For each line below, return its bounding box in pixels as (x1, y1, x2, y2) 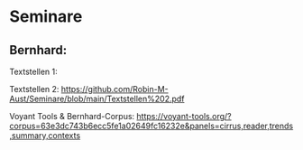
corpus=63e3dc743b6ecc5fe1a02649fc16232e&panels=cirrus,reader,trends (9, 120, 294, 131)
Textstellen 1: (9, 66, 59, 77)
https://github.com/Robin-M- (60, 84, 169, 94)
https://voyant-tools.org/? (136, 111, 232, 121)
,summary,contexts (9, 130, 81, 141)
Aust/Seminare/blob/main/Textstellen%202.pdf (9, 93, 185, 104)
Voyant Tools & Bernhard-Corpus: (9, 111, 135, 121)
